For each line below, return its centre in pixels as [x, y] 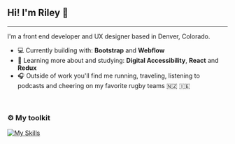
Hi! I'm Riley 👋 [38, 13]
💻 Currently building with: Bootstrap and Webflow [91, 50]
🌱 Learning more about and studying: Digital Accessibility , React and [118, 60]
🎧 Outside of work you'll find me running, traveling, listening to [109, 75]
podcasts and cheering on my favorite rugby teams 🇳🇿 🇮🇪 [104, 85]
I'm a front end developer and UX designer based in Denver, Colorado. [109, 36]
